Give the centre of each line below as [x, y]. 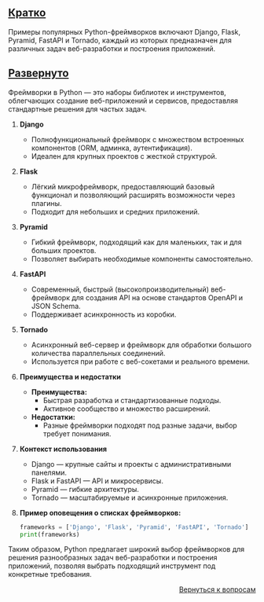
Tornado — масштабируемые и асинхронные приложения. [130, 497]
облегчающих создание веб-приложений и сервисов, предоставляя [123, 101]
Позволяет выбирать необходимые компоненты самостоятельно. [142, 259]
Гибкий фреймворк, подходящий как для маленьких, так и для [136, 242]
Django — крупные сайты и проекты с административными [131, 464]
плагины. [46, 203]
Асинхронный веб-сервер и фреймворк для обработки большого [141, 344]
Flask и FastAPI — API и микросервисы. [97, 481]
